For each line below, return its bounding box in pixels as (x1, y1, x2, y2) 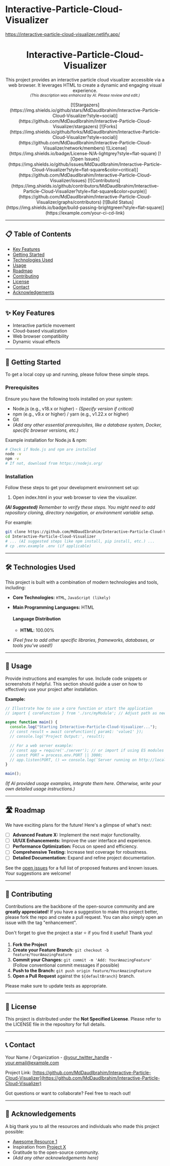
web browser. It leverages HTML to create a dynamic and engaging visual (8, 82, 162, 88)
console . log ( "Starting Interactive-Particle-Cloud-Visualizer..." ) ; (10, 725, 157, 730)
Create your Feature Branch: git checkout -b (12, 947, 109, 953)
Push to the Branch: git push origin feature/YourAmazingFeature (12, 968, 152, 974)
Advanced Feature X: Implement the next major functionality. (12, 832, 141, 838)
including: (5, 584, 26, 590)
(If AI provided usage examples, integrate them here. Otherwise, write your (5, 781, 161, 787)
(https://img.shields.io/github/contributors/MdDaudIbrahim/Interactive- (11, 183, 159, 189)
